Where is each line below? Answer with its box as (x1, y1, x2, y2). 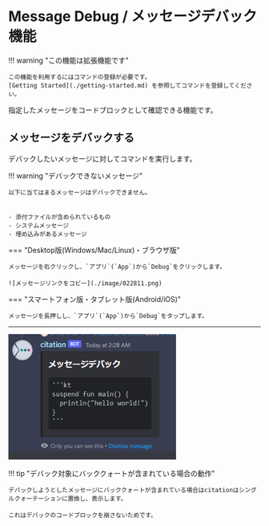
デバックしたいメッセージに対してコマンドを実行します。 (8, 153, 197, 163)
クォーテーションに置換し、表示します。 (14, 495, 127, 503)
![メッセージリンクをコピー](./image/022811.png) (8, 279, 163, 287)
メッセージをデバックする (8, 131, 134, 145)
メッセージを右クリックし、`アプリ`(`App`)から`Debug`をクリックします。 (8, 263, 227, 271)
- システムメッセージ (8, 222, 70, 230)
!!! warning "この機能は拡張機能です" (8, 55, 130, 65)
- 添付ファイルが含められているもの (8, 213, 111, 221)
